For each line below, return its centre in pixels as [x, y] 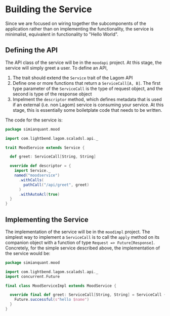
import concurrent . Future [32, 276]
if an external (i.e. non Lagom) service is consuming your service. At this [88, 105]
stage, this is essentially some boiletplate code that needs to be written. [87, 110]
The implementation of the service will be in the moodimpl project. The [78, 232]
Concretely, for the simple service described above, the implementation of [83, 248]
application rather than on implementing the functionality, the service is [79, 28]
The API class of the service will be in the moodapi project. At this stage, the [83, 62]
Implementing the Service [47, 219]
